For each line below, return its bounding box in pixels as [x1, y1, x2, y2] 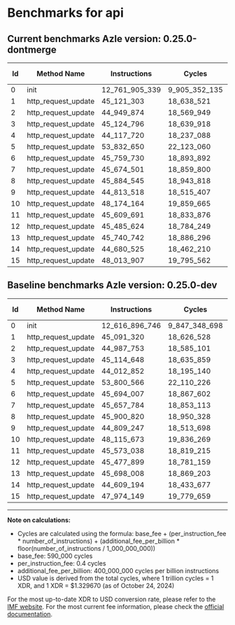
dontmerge [7, 43, 57, 55]
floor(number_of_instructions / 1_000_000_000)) [17, 544, 156, 552]
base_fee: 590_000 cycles [17, 552, 93, 560]
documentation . [7, 610, 53, 618]
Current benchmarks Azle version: [7, 33, 162, 45]
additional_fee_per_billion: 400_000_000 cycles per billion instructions [17, 566, 219, 575]
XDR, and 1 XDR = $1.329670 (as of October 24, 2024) [17, 581, 175, 589]
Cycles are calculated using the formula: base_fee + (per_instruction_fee [17, 529, 227, 538]
